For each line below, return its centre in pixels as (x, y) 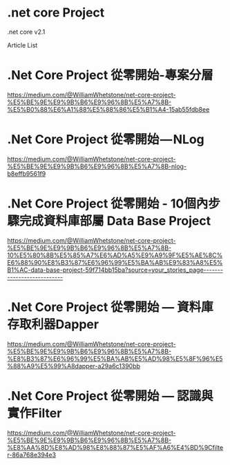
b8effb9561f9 (27, 173)
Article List (22, 45)
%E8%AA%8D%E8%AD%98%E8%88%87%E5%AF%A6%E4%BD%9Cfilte (115, 447)
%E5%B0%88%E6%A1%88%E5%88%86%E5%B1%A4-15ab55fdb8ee (108, 109)
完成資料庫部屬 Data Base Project (115, 221)
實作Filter (35, 413)
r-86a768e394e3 (32, 455)
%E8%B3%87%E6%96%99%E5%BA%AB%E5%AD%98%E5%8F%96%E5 (115, 358)
